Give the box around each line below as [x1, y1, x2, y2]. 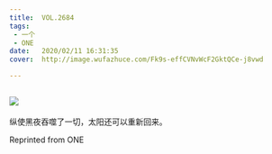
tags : [9, 22, 30, 31]
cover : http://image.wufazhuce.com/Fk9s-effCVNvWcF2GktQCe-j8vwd [9, 55, 264, 64]
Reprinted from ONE [9, 134, 85, 145]
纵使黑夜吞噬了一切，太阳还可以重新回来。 [9, 116, 168, 127]
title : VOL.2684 [9, 13, 75, 23]
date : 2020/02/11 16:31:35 [9, 47, 119, 56]
